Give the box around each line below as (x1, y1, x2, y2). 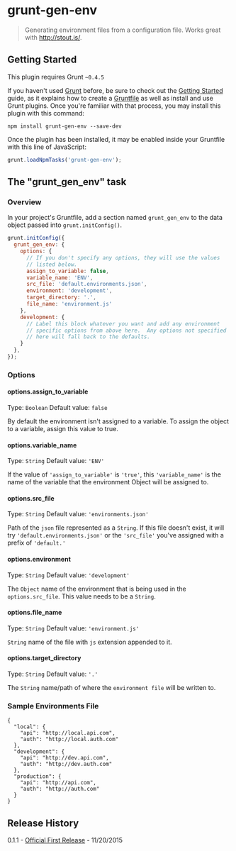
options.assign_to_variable (7, 387, 89, 396)
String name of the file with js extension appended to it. (7, 638, 172, 646)
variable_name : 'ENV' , (26, 274, 94, 282)
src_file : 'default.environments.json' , (26, 281, 147, 288)
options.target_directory (7, 654, 82, 662)
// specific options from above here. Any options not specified (26, 327, 227, 334)
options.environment (7, 555, 71, 564)
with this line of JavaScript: (7, 143, 87, 151)
